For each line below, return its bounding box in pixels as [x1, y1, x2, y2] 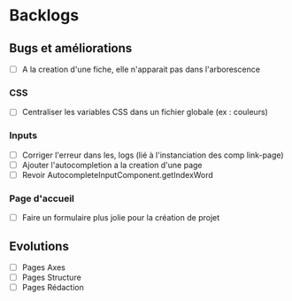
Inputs [9, 129, 38, 142]
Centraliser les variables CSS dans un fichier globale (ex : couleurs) [21, 107, 268, 118]
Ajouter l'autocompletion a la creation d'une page [21, 159, 203, 170]
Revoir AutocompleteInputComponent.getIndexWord [21, 169, 214, 180]
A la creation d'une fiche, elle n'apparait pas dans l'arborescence [21, 64, 261, 74]
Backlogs [9, 5, 80, 26]
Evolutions [9, 238, 69, 253]
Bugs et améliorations [9, 41, 133, 56]
